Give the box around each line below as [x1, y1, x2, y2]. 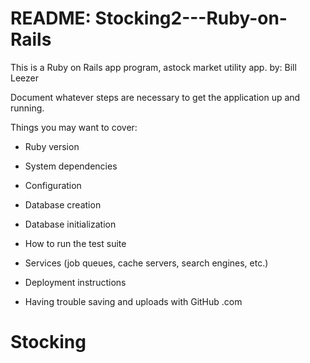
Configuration [24, 179, 82, 191]
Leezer [10, 72, 39, 84]
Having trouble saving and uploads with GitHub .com [24, 295, 243, 307]
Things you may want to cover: [10, 121, 138, 133]
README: [10, 7, 92, 30]
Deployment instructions [24, 276, 127, 288]
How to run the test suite [24, 237, 127, 249]
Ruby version [24, 140, 80, 152]
